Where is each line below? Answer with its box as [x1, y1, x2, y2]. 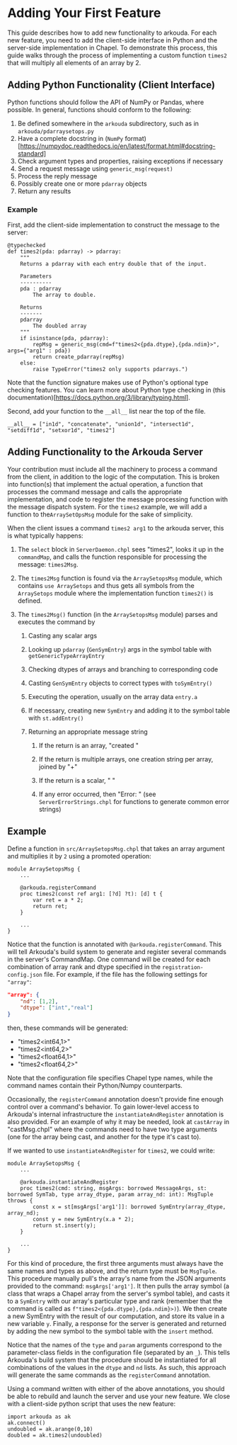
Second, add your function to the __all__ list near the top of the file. [7, 407, 207, 416]
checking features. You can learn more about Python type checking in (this [7, 386, 226, 395]
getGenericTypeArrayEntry [28, 652, 105, 659]
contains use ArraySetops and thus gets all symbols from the [17, 581, 195, 589]
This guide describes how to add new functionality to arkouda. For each [7, 28, 217, 37]
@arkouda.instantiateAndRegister [20, 1179, 119, 1186]
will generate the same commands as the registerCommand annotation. [7, 1371, 211, 1379]
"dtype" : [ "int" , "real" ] [20, 1004, 93, 1011]
